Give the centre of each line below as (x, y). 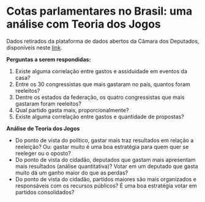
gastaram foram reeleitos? (48, 103)
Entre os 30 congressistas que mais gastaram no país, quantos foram (103, 84)
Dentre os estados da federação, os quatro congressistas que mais (100, 97)
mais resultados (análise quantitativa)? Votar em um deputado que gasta (106, 166)
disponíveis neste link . (34, 48)
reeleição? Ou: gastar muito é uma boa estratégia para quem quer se (102, 146)
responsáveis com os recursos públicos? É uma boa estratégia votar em (106, 186)
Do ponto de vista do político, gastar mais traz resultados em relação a (104, 140)
